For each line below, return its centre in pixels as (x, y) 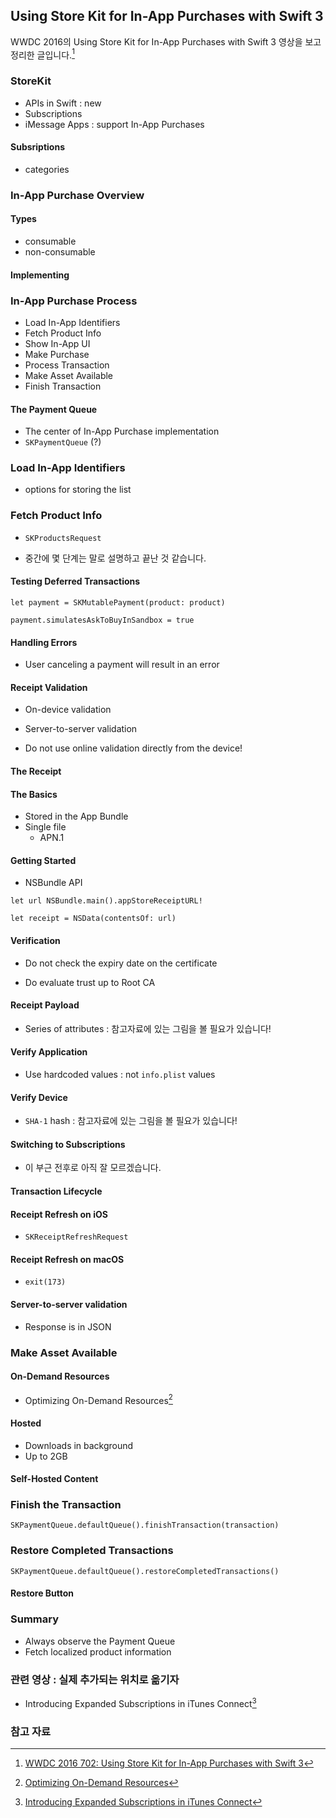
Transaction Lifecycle (56, 1191)
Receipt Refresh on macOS (67, 1259)
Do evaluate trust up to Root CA (90, 982)
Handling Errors (44, 642)
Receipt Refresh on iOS (59, 1214)
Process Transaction (67, 365)
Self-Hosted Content (54, 1479)
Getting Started (43, 860)
